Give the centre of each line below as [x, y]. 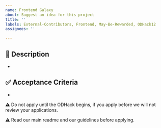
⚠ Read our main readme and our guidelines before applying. [70, 120]
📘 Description [27, 54]
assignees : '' [20, 29]
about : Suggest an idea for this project [50, 15]
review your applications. [32, 110]
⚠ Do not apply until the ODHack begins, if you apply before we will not [81, 105]
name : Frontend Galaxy [29, 10]
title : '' [16, 19]
